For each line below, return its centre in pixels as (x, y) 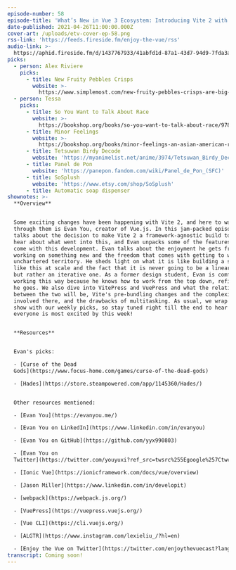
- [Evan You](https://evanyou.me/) (66, 415)
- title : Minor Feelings (62, 132)
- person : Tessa (37, 99)
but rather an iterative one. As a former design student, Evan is (114, 275)
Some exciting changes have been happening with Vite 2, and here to (117, 222)
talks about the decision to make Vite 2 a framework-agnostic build (117, 235)
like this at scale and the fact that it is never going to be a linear (122, 268)
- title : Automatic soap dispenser (78, 191)
